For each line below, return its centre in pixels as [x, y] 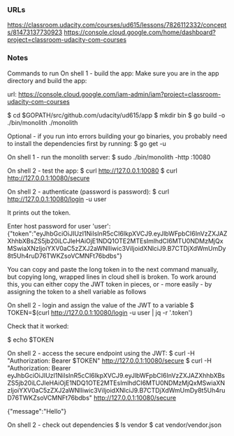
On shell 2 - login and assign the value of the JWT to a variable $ [101, 305]
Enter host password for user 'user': [59, 226]
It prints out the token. [39, 212]
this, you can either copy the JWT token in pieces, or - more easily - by [110, 284]
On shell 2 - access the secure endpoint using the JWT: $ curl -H [101, 353]
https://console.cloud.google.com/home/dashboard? [140, 32]
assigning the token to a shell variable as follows [77, 291]
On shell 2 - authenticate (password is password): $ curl [88, 191]
